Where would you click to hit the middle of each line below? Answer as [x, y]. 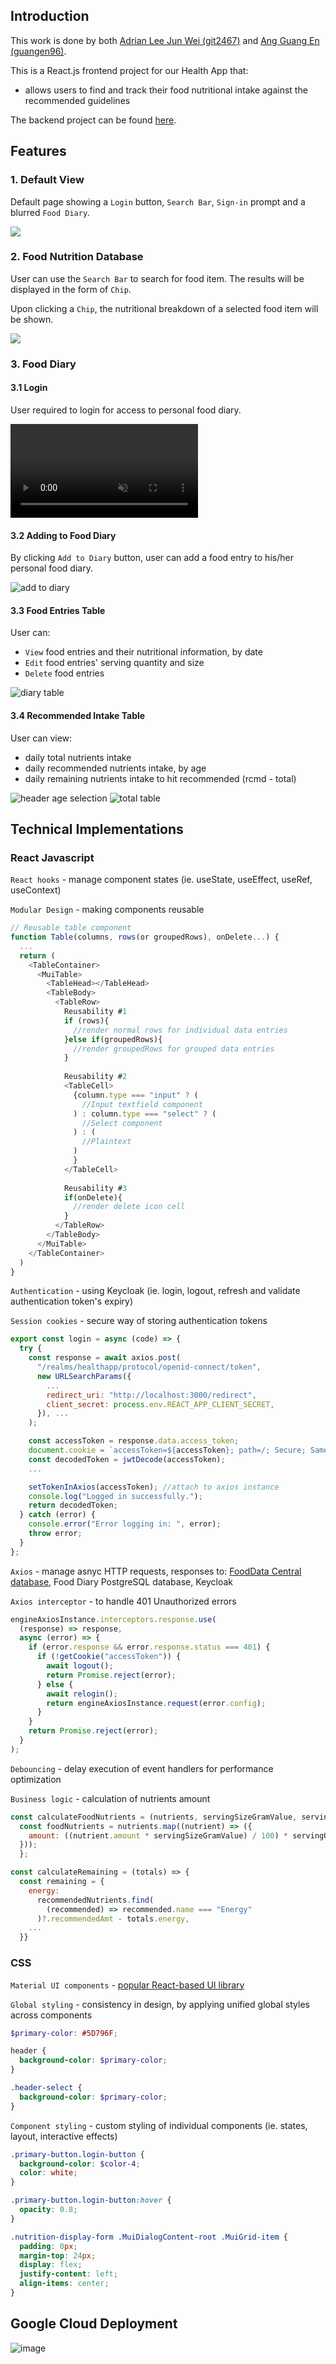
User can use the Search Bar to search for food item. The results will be [157, 278]
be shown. [32, 319]
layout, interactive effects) [64, 2136]
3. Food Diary [43, 364]
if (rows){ [86, 1020]
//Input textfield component [142, 1104]
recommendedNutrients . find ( [95, 1900]
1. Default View [47, 180]
